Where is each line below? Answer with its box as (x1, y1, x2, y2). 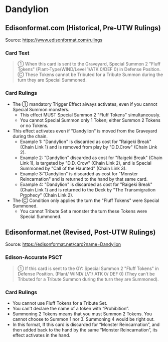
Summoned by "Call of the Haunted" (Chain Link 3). (20, 165, 127, 171)
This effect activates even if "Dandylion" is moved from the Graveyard (12, 127, 157, 134)
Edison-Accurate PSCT (5, 254, 63, 261)
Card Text (5, 49, 30, 56)
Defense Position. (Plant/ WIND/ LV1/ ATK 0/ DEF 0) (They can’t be (17, 270, 155, 277)
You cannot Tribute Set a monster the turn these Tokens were (20, 208, 147, 214)
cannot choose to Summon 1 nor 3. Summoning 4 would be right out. (12, 316, 155, 322)
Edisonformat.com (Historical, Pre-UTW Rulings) (5, 24, 161, 32)
